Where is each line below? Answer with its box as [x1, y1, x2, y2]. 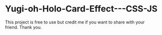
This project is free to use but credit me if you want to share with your [5, 19, 145, 25]
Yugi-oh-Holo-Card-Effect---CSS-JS [5, 3, 158, 14]
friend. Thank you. [5, 24, 42, 30]
